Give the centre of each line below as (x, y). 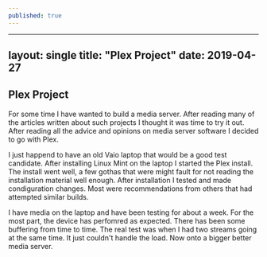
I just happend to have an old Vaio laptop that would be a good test (118, 154)
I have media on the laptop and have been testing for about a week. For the (131, 212)
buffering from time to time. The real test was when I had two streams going (133, 229)
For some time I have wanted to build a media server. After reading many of (132, 114)
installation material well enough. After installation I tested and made (120, 180)
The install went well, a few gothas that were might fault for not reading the (131, 171)
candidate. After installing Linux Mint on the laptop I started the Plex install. (131, 163)
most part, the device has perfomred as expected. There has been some (127, 220)
